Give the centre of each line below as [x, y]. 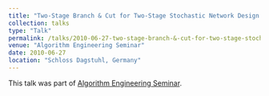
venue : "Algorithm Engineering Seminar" [77, 46]
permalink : [26, 38]
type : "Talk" [30, 30]
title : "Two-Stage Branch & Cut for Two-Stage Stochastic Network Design [134, 16]
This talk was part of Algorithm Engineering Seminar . [95, 83]
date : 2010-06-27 [37, 53]
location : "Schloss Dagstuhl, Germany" [75, 61]
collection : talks [39, 23]
